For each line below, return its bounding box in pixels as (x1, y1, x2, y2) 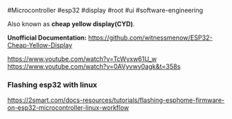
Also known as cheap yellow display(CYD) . (7, 20, 135, 28)
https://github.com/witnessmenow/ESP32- (88, 33, 213, 42)
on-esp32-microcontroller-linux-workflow (7, 103, 129, 112)
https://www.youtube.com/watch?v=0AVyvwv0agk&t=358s (7, 62, 181, 70)
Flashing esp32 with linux (7, 79, 98, 89)
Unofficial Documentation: (7, 33, 87, 42)
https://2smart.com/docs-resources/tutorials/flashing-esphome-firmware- (7, 96, 225, 105)
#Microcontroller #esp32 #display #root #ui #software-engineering (7, 6, 204, 14)
